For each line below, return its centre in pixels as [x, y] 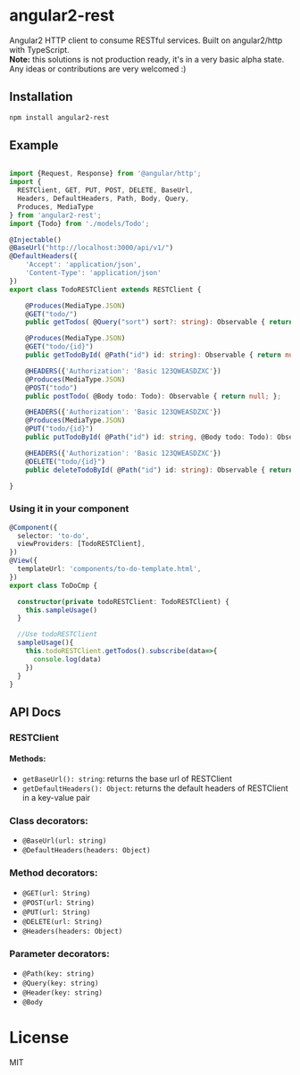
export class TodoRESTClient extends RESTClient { [105, 290]
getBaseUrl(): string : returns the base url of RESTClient [127, 779]
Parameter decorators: [59, 953]
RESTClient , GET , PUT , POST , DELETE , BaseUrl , [105, 190]
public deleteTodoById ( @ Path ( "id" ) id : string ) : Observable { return [159, 470]
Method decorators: [54, 873]
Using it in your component [69, 508]
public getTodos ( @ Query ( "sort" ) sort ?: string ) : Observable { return [159, 323]
